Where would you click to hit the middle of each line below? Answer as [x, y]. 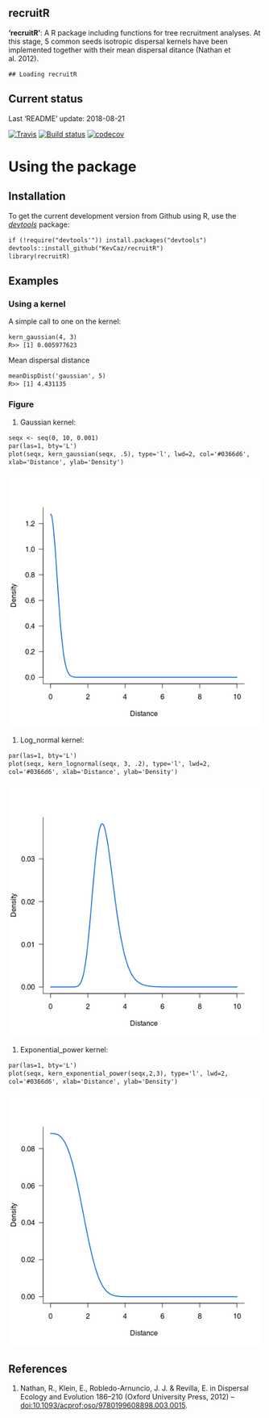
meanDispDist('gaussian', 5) [57, 376]
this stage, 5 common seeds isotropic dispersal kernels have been [118, 41]
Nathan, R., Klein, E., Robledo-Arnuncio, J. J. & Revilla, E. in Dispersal [134, 1388]
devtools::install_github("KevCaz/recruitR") [86, 248]
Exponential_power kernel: [64, 1049]
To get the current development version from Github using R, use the [122, 215]
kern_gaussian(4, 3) [43, 337]
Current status [46, 99]
